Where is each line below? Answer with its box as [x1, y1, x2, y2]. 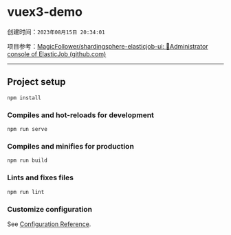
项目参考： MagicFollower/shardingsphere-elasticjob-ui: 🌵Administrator [7, 42, 208, 50]
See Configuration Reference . [7, 220, 91, 228]
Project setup [7, 76, 67, 88]
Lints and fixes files [7, 173, 74, 182]
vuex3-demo [7, 4, 82, 20]
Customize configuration [7, 204, 93, 214]
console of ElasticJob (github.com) [7, 49, 107, 58]
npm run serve [7, 126, 48, 133]
